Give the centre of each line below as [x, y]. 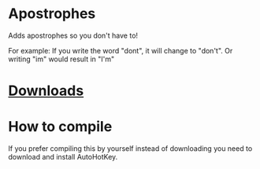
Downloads [46, 91]
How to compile [60, 127]
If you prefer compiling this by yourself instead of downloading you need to [130, 149]
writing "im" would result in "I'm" [61, 59]
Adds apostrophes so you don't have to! [73, 35]
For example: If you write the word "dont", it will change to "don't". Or [121, 50]
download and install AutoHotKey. [63, 157]
